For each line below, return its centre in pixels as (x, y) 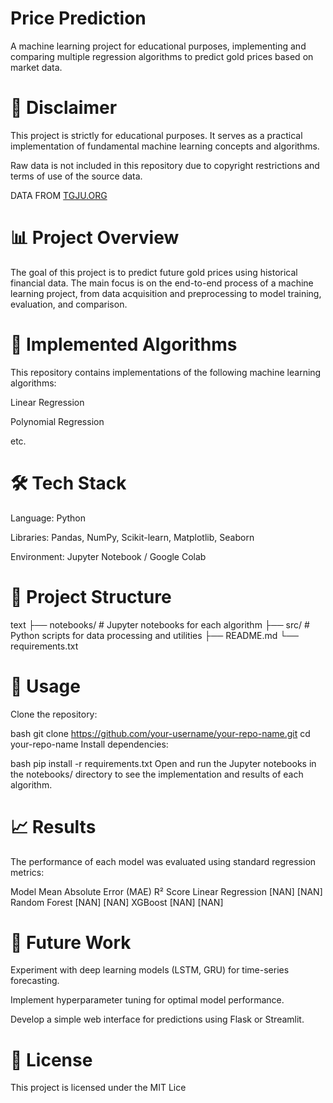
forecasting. (35, 981)
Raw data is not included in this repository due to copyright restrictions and (165, 165)
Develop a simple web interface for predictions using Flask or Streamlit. (157, 1019)
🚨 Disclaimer (64, 108)
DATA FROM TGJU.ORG (59, 195)
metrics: (27, 872)
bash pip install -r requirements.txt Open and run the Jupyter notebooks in (163, 763)
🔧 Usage (45, 686)
